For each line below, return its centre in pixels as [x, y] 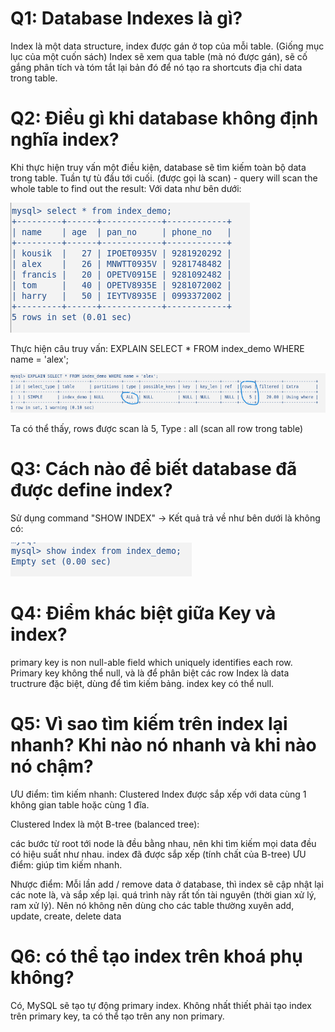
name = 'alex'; [40, 359]
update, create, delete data [66, 916]
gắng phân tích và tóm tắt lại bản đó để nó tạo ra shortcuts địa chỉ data [156, 67]
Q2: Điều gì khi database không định [164, 118]
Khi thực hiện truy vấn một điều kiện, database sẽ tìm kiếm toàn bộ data [158, 167]
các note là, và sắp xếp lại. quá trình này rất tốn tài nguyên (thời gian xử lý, [163, 894]
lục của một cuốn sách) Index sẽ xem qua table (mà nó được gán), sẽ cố [159, 56]
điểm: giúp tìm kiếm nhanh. [66, 864]
